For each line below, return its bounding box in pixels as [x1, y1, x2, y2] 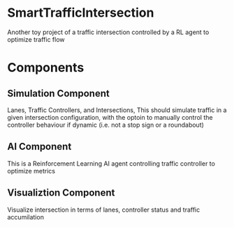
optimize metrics [7, 166, 56, 175]
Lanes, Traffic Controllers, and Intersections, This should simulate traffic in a [7, 106, 227, 114]
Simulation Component [7, 87, 110, 99]
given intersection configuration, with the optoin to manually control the [7, 113, 213, 121]
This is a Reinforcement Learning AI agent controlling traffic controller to [7, 159, 215, 168]
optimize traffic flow [7, 35, 65, 43]
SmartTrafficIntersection [7, 5, 154, 21]
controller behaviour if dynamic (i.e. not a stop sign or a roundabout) [7, 120, 205, 129]
